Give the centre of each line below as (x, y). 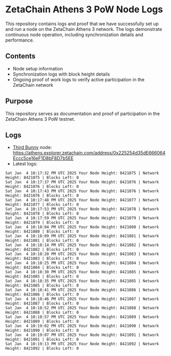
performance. (20, 40)
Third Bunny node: (32, 147)
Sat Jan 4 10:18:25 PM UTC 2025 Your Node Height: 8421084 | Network (82, 263)
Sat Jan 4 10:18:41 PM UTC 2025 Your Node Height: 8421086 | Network (82, 290)
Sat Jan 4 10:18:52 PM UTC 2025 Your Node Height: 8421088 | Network (82, 308)
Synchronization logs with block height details (61, 74)
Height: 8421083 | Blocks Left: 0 (42, 259)
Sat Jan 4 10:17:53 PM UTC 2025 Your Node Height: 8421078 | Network (82, 209)
